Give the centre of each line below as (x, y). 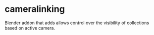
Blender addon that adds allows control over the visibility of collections (77, 23)
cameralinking (35, 9)
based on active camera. (30, 28)
